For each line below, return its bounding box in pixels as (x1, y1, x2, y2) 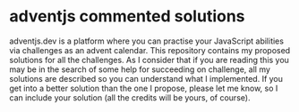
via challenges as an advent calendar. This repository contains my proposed (9, 44, 291, 55)
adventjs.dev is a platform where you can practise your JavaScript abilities (9, 36, 285, 46)
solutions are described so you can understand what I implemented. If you (9, 73, 284, 84)
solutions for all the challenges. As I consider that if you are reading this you (9, 54, 289, 65)
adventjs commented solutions (9, 6, 245, 27)
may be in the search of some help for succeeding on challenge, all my (9, 64, 271, 75)
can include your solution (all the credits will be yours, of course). (9, 92, 251, 103)
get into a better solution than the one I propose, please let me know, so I (9, 83, 278, 93)
